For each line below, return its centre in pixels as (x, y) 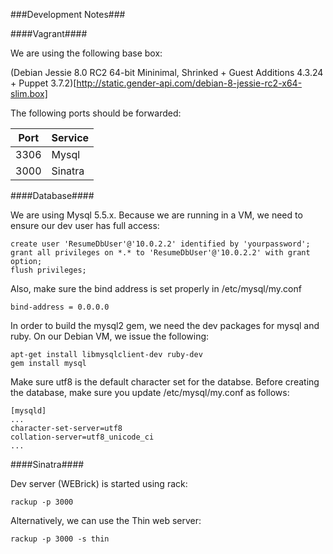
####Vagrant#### (49, 33)
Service (70, 137)
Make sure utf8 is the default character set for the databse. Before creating (165, 382)
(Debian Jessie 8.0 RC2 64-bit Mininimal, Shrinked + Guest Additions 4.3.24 (167, 72)
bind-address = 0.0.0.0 (60, 307)
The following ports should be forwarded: (96, 113)
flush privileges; (48, 270)
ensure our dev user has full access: (85, 225)
